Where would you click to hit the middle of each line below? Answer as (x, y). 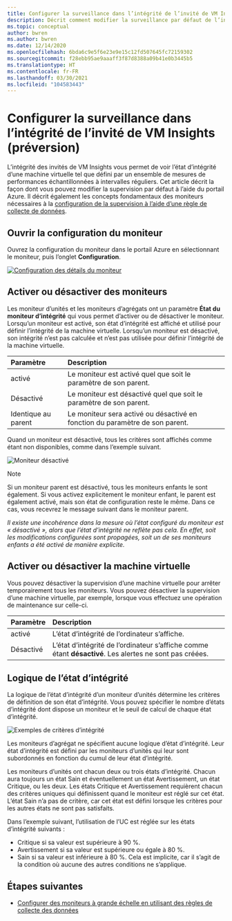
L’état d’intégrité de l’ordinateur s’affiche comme (130, 645)
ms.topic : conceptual (38, 26)
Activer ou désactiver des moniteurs (87, 292)
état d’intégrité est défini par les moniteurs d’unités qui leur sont (98, 751)
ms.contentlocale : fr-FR (43, 71)
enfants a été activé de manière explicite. (66, 544)
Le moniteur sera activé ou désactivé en (133, 413)
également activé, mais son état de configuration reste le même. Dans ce (111, 501)
